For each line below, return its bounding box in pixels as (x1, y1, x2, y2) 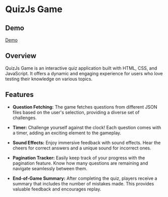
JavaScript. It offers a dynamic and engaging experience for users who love (5, 70, 163, 76)
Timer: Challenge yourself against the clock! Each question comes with (12, 124, 161, 130)
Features (5, 90, 34, 99)
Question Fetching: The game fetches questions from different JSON (12, 104, 157, 110)
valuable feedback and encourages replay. (12, 186, 101, 192)
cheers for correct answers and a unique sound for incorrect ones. (12, 145, 151, 151)
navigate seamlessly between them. (12, 165, 87, 171)
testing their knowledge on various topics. (5, 76, 93, 82)
